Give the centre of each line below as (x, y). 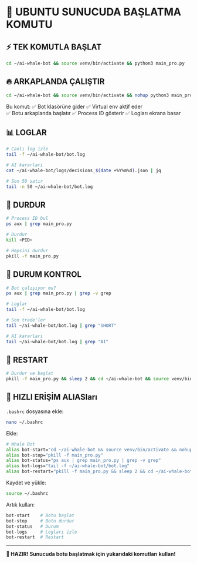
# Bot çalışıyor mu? (31, 288)
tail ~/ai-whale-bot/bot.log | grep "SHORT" (61, 326)
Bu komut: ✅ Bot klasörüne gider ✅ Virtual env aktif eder (74, 106)
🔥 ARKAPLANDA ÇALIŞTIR (55, 82)
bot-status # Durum (33, 526)
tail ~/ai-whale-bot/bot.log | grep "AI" (57, 341)
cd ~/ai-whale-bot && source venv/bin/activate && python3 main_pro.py (95, 63)
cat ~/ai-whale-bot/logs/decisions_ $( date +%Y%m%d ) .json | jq (84, 170)
